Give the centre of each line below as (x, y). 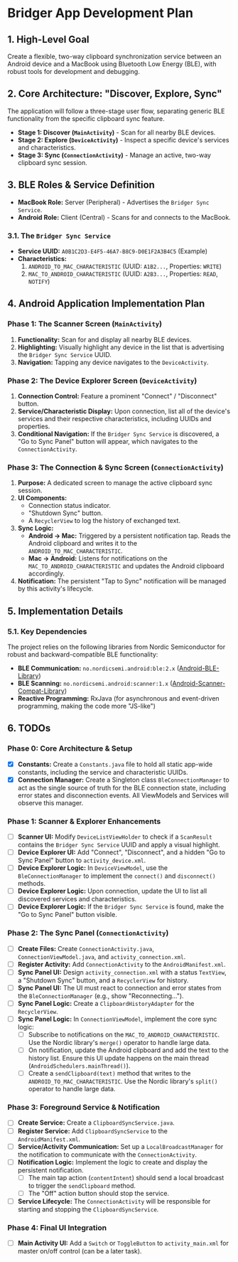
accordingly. (47, 573)
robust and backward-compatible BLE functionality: (83, 654)
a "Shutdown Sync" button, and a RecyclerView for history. (103, 980)
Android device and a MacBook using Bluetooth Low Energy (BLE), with (112, 64)
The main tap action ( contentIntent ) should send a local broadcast (126, 1177)
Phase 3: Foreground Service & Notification (83, 1108)
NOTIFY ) (39, 281)
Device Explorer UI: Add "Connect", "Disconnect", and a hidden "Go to (121, 852)
